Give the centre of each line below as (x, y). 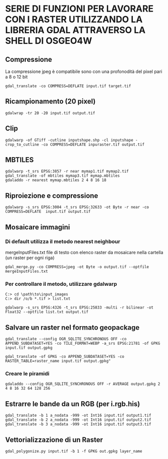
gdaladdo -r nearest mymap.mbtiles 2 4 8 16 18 (56, 180)
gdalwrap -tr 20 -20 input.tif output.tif (50, 113)
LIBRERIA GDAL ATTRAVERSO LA (75, 30)
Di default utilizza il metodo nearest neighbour (63, 241)
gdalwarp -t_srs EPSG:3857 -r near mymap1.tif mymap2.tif (67, 172)
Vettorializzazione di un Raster (54, 440)
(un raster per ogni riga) (30, 258)
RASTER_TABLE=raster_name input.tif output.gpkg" (58, 361)
